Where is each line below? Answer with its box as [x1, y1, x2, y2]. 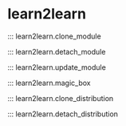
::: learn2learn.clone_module [7, 31, 101, 41]
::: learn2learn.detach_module [7, 47, 106, 56]
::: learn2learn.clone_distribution [7, 93, 114, 103]
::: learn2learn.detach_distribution [7, 109, 119, 119]
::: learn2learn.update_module [7, 62, 107, 72]
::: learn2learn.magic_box [7, 78, 91, 87]
